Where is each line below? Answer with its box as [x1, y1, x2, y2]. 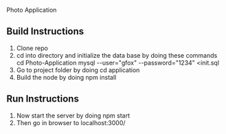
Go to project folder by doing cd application [16, 65, 140, 74]
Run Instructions [6, 93, 80, 105]
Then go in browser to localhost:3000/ [16, 118, 126, 126]
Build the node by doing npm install [16, 73, 117, 81]
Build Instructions [6, 25, 84, 37]
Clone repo [16, 44, 49, 52]
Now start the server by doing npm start [16, 111, 131, 120]
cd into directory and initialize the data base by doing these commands [16, 51, 218, 59]
